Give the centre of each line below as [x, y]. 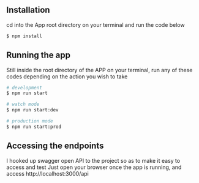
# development [24, 88]
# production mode [30, 121]
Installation [28, 10]
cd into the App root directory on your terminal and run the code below [96, 24]
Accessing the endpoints [55, 146]
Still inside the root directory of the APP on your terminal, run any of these [99, 70]
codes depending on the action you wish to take [67, 77]
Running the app [38, 55]
